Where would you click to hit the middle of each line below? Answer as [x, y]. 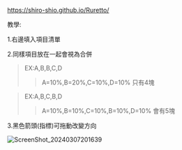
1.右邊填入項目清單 [34, 39]
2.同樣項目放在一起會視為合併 [50, 54]
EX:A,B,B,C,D [43, 68]
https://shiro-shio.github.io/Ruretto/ [58, 10]
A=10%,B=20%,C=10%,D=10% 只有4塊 [98, 82]
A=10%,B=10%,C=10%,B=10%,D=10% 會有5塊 [108, 111]
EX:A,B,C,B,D [43, 96]
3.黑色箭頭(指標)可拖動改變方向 [52, 126]
